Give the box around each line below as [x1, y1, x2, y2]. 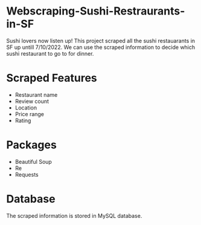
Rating [14, 117, 31, 124]
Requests [14, 171, 39, 178]
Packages [6, 138, 57, 152]
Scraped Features [6, 71, 98, 85]
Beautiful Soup [14, 158, 53, 165]
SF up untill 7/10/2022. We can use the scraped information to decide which [6, 44, 196, 51]
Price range [14, 110, 44, 117]
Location [14, 104, 37, 111]
